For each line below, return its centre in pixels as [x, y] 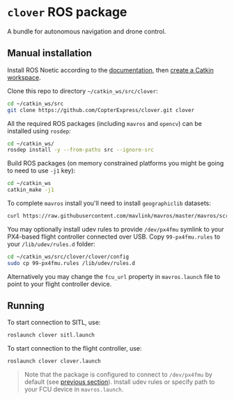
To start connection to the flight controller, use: [75, 349]
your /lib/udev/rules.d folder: [51, 243]
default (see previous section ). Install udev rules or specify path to [119, 382]
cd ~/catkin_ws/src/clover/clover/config [68, 257]
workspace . [24, 77]
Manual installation [50, 53]
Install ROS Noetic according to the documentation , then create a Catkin [110, 70]
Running [26, 306]
